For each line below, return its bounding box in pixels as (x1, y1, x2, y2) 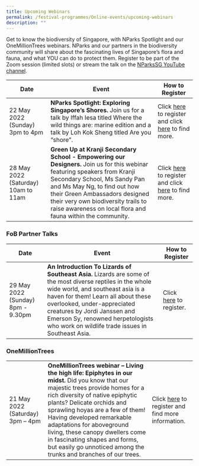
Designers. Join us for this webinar (50, 160, 149, 169)
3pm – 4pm (9, 417, 41, 425)
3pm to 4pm (9, 128, 43, 137)
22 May (9, 106, 31, 114)
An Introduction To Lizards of (47, 262, 131, 271)
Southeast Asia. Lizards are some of (47, 270, 150, 278)
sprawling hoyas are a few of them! (47, 406, 146, 414)
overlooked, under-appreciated (47, 300, 135, 308)
